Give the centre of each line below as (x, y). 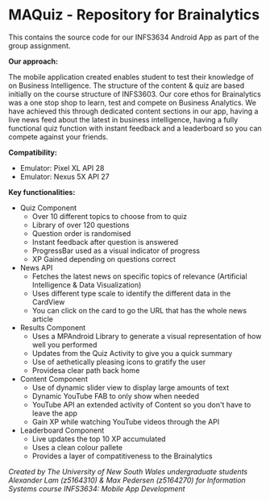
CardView (48, 302)
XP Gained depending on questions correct (104, 259)
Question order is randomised (81, 233)
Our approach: (33, 61)
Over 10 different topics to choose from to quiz (110, 216)
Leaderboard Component (62, 430)
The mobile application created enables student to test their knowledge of (131, 77)
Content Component (54, 379)
